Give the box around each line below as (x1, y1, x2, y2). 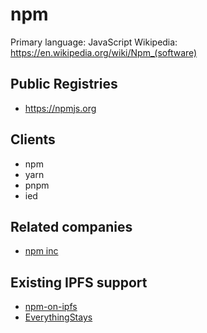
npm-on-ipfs (24, 301, 78, 313)
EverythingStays (24, 311, 93, 323)
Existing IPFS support (10, 274, 148, 291)
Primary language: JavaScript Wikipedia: (10, 36, 178, 48)
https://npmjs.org (24, 102, 97, 114)
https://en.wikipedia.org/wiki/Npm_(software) (10, 46, 198, 58)
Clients (10, 131, 56, 148)
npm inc (24, 245, 59, 257)
